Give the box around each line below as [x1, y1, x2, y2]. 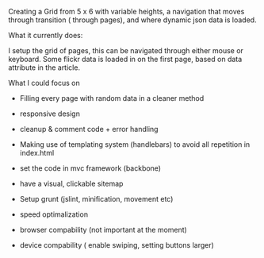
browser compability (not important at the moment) [19, 225, 188, 234]
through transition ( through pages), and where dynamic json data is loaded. [8, 15, 257, 25]
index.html [19, 148, 55, 157]
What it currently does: [8, 31, 83, 40]
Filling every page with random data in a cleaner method [19, 94, 205, 102]
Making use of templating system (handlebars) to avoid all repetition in [19, 140, 251, 149]
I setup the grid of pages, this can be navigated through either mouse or [8, 46, 244, 55]
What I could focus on [8, 79, 81, 87]
